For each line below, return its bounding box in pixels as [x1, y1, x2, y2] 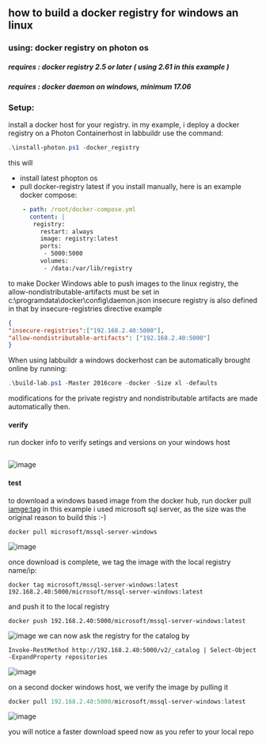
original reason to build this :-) [8, 512, 107, 522]
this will [8, 158, 33, 167]
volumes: [40, 257, 69, 265]
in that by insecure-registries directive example [8, 304, 162, 313]
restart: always [40, 227, 93, 236]
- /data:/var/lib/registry [43, 264, 133, 272]
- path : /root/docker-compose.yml [22, 205, 136, 213]
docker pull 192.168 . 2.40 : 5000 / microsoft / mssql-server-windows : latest [8, 697, 246, 705]
